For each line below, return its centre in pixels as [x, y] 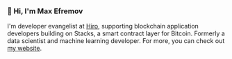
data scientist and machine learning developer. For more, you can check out [116, 41]
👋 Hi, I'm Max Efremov [45, 11]
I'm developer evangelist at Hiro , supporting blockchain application [103, 26]
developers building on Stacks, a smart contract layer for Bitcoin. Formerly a [116, 33]
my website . [25, 49]
